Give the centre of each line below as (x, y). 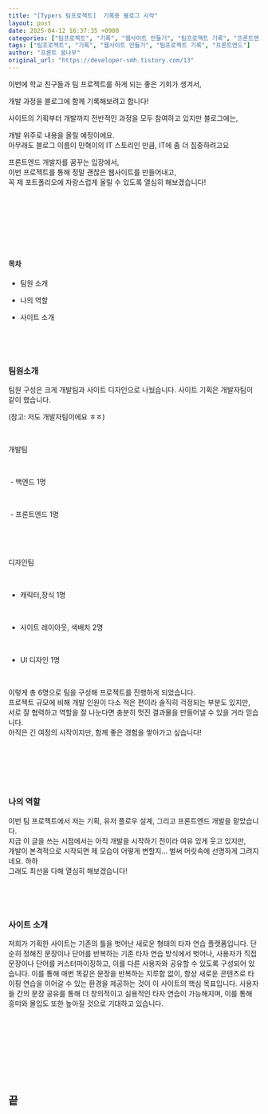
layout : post (30, 23)
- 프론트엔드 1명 (35, 515)
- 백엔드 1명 (28, 482)
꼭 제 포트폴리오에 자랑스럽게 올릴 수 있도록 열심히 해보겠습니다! (107, 182)
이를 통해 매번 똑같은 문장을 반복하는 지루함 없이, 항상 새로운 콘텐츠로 (139, 973)
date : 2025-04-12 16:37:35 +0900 (64, 30)
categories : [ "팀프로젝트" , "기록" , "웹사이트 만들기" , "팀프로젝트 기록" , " (123, 38)
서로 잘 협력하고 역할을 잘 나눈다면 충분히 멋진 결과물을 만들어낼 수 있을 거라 (126, 712)
